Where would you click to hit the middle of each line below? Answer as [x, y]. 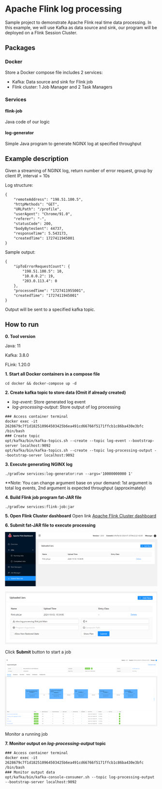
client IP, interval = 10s [27, 176]
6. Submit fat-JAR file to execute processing [50, 525]
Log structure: [19, 185]
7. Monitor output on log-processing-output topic [56, 743]
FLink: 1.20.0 [18, 364]
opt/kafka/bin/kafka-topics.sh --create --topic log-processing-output [79, 450]
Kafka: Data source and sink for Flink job [52, 81]
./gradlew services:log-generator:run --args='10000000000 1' [69, 474]
